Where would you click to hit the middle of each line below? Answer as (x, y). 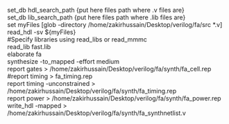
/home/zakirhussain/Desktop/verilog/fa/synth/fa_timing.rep (92, 91)
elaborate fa (24, 54)
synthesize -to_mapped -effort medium (63, 61)
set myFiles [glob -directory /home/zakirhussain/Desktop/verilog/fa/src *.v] (115, 25)
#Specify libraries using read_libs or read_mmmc (77, 39)
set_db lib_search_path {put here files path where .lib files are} (96, 17)
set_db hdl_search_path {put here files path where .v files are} (96, 10)
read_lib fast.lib (29, 47)
